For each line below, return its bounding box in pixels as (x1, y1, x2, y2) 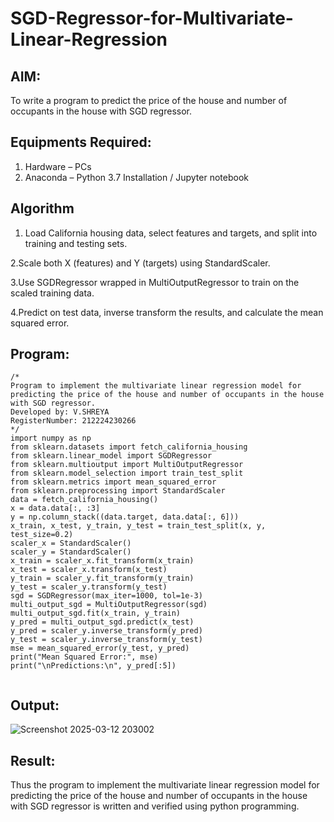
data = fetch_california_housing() (10, 495, 159, 505)
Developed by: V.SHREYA (10, 407, 110, 417)
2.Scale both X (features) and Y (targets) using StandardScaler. (10, 257, 271, 269)
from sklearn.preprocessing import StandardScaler (10, 486, 226, 496)
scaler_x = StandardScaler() (10, 538, 132, 549)
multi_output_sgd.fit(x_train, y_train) (10, 608, 182, 619)
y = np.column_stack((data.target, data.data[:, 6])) (10, 512, 240, 522)
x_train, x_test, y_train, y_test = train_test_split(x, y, (10, 521, 267, 531)
